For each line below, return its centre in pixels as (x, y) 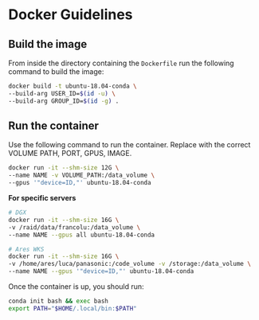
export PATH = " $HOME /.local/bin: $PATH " (73, 308)
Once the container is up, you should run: (77, 287)
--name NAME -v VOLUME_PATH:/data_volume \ (82, 176)
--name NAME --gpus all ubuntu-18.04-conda (82, 235)
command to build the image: (56, 72)
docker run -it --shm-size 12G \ (64, 168)
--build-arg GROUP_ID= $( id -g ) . (64, 101)
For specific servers (42, 198)
